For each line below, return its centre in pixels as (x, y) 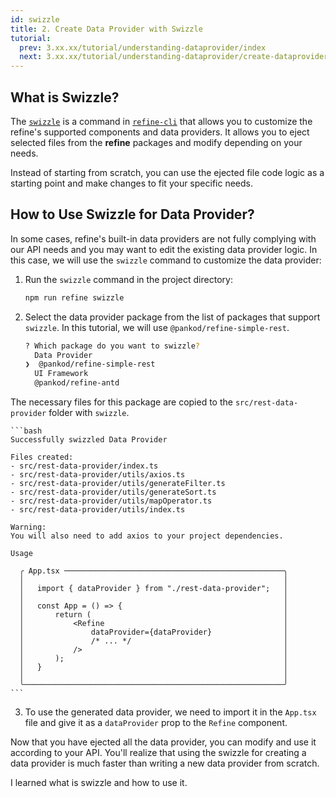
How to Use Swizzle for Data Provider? (132, 214)
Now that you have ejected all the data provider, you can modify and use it (163, 742)
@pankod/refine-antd (77, 383)
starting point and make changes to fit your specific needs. (131, 183)
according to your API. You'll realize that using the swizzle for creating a (158, 752)
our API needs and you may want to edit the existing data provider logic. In (164, 249)
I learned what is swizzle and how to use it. (99, 782)
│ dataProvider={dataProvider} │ (153, 632)
